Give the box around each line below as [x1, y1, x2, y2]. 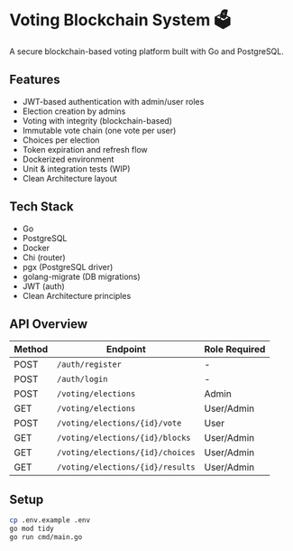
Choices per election [22, 135, 100, 145]
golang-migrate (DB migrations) [22, 271, 142, 282]
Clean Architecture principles [22, 290, 132, 301]
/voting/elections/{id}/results [57, 462, 196, 472]
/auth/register [57, 360, 122, 369]
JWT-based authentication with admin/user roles [22, 96, 205, 107]
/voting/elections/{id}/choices [57, 447, 196, 458]
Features [9, 72, 60, 88]
